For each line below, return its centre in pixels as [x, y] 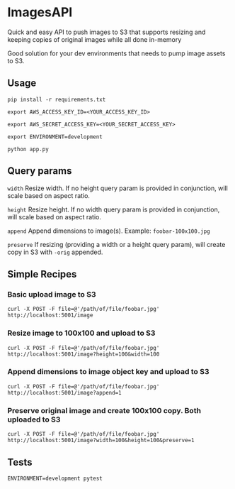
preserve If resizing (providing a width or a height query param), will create [116, 244]
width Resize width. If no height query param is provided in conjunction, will [117, 188]
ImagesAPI [40, 12]
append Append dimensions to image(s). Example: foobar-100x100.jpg [109, 231]
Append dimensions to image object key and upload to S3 [108, 372]
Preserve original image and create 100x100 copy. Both [104, 410]
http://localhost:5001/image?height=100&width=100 [84, 354]
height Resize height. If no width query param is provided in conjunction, [114, 209]
